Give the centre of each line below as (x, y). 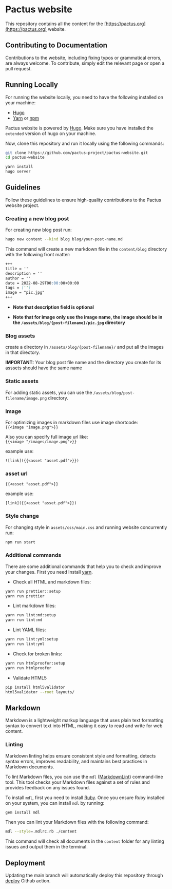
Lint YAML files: (29, 630)
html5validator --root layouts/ (40, 692)
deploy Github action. (28, 881)
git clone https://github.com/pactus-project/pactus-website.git (77, 153)
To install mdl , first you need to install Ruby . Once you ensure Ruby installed (85, 798)
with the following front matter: (38, 255)
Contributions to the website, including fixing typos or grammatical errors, (83, 58)
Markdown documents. (30, 767)
